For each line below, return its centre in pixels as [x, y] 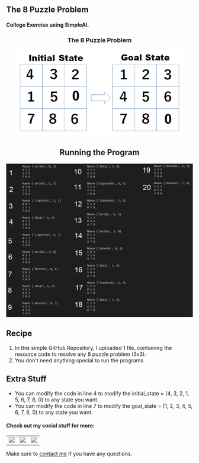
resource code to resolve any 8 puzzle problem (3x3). [80, 354]
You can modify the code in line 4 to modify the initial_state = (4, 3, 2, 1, [102, 393]
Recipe [19, 334]
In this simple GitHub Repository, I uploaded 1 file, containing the [93, 348]
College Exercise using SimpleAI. [48, 25]
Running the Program [99, 152]
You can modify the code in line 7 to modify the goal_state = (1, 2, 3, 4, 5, [104, 406]
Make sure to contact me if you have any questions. [69, 454]
